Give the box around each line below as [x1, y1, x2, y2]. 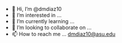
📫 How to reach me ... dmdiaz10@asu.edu [11, 31, 116, 37]
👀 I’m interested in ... [11, 12, 62, 19]
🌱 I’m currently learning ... [11, 18, 75, 24]
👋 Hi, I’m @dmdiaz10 [11, 6, 62, 12]
